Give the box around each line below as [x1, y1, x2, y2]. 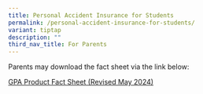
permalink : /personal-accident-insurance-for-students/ [8, 19, 195, 27]
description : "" [8, 33, 61, 42]
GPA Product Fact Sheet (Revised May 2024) [8, 78, 154, 87]
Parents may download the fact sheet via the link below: [8, 62, 190, 71]
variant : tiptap [8, 26, 61, 34]
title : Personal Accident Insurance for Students [8, 11, 175, 20]
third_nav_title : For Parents [8, 41, 108, 49]
